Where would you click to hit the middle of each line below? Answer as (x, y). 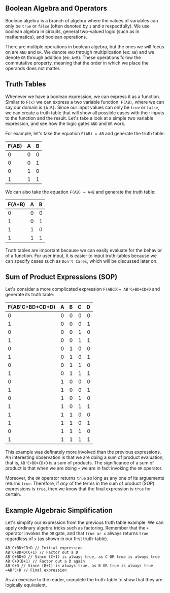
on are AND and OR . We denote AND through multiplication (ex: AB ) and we (80, 52)
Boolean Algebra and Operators (56, 8)
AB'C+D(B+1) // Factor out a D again (45, 561)
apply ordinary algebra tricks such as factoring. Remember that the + (77, 528)
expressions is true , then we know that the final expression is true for (78, 489)
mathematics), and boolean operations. (46, 37)
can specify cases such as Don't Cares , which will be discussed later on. (81, 261)
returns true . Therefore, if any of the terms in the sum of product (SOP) (80, 483)
